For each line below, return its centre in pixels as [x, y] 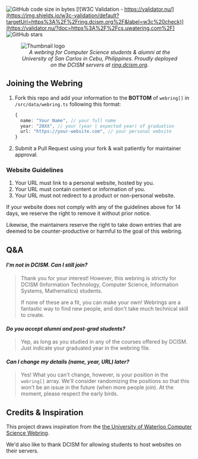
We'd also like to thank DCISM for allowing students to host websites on [94, 445]
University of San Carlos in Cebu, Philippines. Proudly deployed [100, 58]
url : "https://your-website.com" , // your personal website [96, 132]
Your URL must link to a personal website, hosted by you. [84, 183]
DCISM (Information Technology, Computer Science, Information [100, 284]
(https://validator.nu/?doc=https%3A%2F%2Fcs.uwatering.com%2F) [90, 28]
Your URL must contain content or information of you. [80, 189]
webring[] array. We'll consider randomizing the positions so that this [105, 381]
